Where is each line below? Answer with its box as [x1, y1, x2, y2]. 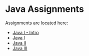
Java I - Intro [12, 29, 39, 35]
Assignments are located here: [5, 20, 68, 26]
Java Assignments [5, 3, 84, 15]
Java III [12, 45, 27, 51]
